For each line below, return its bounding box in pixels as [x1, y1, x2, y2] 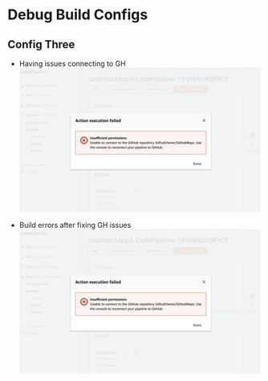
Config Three [7, 38, 75, 51]
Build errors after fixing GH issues [18, 220, 132, 229]
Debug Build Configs [7, 6, 148, 24]
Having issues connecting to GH [18, 59, 126, 68]
